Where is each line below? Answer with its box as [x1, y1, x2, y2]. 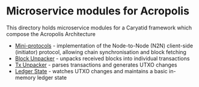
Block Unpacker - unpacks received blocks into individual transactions [14, 55, 190, 62]
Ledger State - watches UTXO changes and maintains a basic [14, 67, 168, 74]
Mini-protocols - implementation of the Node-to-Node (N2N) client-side [14, 42, 194, 49]
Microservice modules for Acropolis [6, 4, 189, 18]
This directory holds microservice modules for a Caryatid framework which [6, 24, 192, 31]
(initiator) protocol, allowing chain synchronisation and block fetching [14, 48, 186, 55]
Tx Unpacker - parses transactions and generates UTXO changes [14, 61, 177, 68]
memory [14, 74, 36, 81]
